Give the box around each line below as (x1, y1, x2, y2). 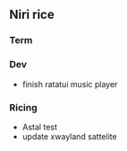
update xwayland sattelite (21, 130, 118, 142)
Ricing (9, 101, 38, 113)
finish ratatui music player (21, 78, 118, 89)
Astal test (21, 121, 58, 132)
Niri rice (9, 7, 55, 22)
